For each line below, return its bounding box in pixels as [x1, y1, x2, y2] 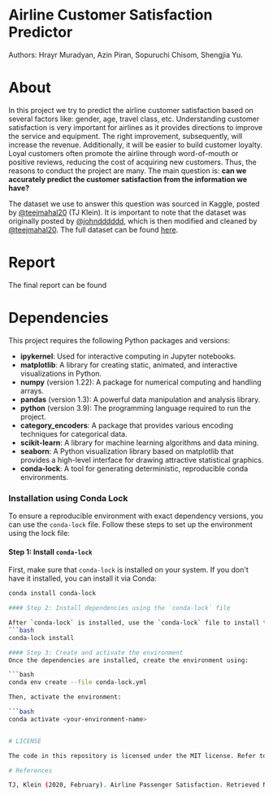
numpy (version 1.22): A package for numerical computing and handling [19, 377, 262, 387]
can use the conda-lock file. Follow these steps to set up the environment [8, 520, 253, 529]
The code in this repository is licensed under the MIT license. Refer [8, 751, 256, 760]
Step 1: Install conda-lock [8, 547, 93, 556]
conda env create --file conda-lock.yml [8, 678, 148, 686]
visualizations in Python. [19, 368, 102, 378]
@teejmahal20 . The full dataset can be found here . [8, 224, 179, 234]
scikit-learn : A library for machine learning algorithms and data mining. [19, 438, 259, 447]
